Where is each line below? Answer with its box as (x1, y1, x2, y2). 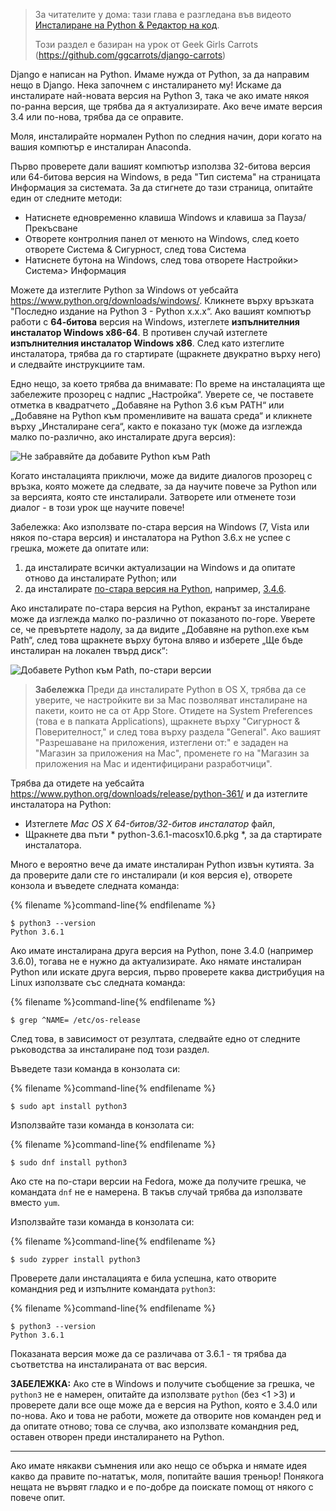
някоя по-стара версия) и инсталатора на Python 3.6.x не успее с (10, 532, 292, 543)
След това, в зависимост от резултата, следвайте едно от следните (10, 1033, 301, 1044)
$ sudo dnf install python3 (10, 1158, 128, 1168)
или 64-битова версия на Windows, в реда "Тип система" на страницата (10, 171, 321, 183)
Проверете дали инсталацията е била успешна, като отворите (10, 1272, 277, 1284)
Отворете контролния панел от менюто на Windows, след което (24, 233, 300, 244)
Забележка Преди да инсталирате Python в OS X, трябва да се (34, 684, 307, 695)
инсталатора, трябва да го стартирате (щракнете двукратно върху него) (10, 348, 322, 359)
